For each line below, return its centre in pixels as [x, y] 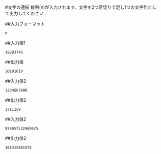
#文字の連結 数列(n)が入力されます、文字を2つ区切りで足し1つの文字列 [77, 7]
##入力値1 [15, 43]
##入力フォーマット [25, 24]
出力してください [27, 13]
